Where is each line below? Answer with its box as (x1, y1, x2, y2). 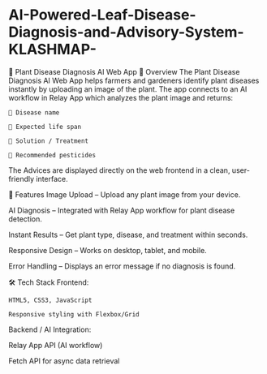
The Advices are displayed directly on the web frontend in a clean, (8, 165, 230, 175)
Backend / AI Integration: (8, 325, 92, 334)
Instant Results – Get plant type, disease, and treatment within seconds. (8, 230, 248, 239)
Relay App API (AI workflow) (8, 340, 103, 350)
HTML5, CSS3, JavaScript (8, 296, 93, 304)
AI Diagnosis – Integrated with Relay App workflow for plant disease (8, 205, 235, 215)
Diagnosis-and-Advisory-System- (8, 23, 245, 41)
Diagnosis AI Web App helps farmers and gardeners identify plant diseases (8, 75, 260, 85)
